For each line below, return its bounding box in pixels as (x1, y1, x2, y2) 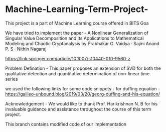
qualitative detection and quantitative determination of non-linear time (5, 70, 150, 76)
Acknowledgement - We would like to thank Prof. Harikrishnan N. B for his (5, 100, 158, 106)
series (5, 76, 18, 82)
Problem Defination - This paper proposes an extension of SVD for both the (5, 65, 161, 71)
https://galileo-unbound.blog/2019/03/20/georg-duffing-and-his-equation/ (5, 91, 160, 97)
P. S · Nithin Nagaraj (5, 46, 47, 52)
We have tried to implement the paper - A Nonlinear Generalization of (5, 30, 149, 36)
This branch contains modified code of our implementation (5, 121, 127, 127)
